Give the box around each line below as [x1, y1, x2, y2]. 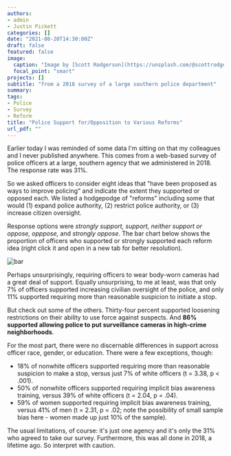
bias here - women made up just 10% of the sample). [16, 413, 167, 422]
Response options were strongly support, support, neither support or [7, 222, 203, 231]
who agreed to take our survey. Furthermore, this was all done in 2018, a [7, 434, 212, 442]
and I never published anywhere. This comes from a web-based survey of [7, 152, 217, 160]
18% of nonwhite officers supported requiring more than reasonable [16, 362, 210, 371]
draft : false [7, 42, 45, 49]
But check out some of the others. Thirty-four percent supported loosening [7, 306, 220, 314]
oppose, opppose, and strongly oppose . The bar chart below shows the [7, 229, 210, 238]
